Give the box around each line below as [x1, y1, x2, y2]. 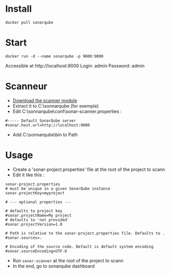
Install [5, 3, 32, 15]
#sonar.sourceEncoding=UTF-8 [5, 248, 67, 254]
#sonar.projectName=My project [5, 213, 72, 218]
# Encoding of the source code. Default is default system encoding [5, 244, 154, 249]
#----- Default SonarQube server [5, 118, 76, 123]
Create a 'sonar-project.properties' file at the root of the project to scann [12, 166, 165, 172]
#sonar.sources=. [5, 235, 42, 240]
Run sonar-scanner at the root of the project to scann [12, 257, 124, 263]
